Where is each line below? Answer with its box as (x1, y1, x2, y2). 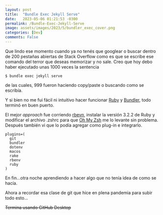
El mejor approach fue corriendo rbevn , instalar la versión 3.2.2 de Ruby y (5, 111, 155, 117)
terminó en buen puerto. (5, 102, 54, 108)
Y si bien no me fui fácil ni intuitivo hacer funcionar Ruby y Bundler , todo (5, 97, 151, 103)
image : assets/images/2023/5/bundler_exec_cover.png (5, 26, 115, 31)
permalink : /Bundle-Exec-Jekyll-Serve (5, 21, 84, 26)
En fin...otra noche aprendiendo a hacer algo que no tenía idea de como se (5, 175, 157, 180)
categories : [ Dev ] (5, 30, 43, 35)
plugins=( (5, 132, 26, 137)
